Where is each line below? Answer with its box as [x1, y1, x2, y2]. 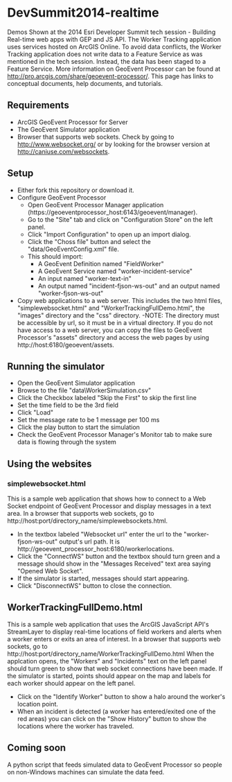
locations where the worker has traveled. [17, 722, 134, 730]
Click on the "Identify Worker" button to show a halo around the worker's [17, 692, 226, 701]
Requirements [7, 99, 69, 112]
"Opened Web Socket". [17, 567, 84, 575]
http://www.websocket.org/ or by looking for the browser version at [17, 140, 211, 148]
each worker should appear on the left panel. [7, 679, 136, 687]
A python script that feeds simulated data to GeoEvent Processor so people [7, 761, 223, 769]
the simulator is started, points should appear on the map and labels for [7, 671, 211, 680]
